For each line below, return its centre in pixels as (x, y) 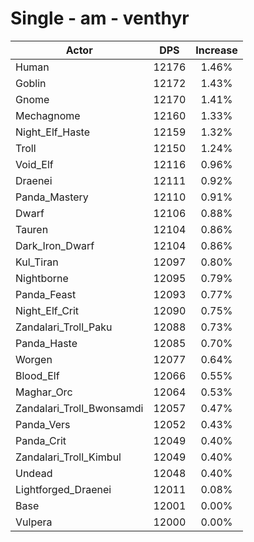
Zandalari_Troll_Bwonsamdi (79, 408)
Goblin (31, 83)
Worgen (34, 359)
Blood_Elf (37, 375)
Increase (216, 50)
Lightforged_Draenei (63, 489)
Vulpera (34, 522)
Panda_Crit (41, 440)
